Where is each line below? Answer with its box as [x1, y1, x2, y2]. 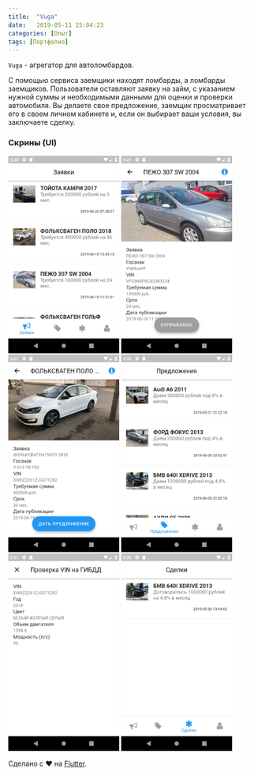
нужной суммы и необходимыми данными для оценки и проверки [8, 92, 233, 102]
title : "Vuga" [8, 13, 58, 21]
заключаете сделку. [8, 118, 77, 127]
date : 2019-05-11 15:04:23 [8, 21, 104, 29]
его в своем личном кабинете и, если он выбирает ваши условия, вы [8, 109, 242, 118]
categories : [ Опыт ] [8, 29, 73, 37]
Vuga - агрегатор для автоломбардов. [8, 60, 134, 70]
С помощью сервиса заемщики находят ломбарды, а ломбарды [8, 76, 226, 85]
